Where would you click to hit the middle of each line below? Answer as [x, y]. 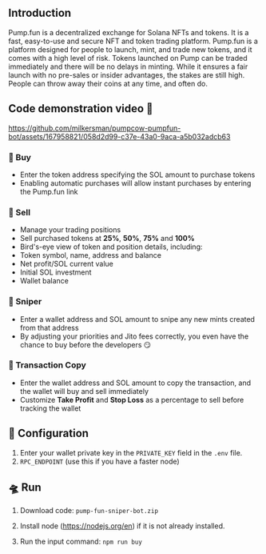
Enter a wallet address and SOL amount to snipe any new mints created [137, 319]
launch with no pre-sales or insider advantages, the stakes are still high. [127, 74]
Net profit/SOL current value [67, 264]
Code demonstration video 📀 [81, 108]
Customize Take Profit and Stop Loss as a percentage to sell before [132, 399]
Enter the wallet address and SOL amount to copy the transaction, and [135, 383]
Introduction [40, 13]
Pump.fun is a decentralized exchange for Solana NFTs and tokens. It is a [129, 32]
